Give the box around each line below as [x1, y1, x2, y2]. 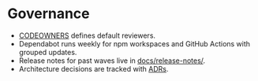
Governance [7, 5, 90, 23]
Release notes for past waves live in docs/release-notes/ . [18, 56, 206, 65]
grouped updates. [18, 47, 77, 57]
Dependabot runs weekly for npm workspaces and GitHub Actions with [18, 39, 250, 48]
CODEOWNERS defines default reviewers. [18, 31, 155, 40]
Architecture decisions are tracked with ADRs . [18, 64, 169, 73]
